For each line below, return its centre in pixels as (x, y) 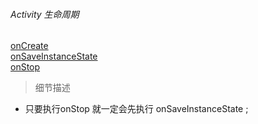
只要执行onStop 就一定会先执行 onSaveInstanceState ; (136, 109)
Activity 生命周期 (45, 14)
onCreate (29, 46)
